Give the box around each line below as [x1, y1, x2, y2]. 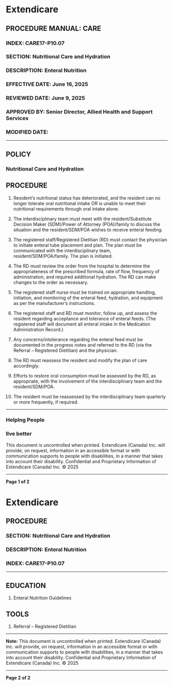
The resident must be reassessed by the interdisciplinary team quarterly [13, 393, 166, 399]
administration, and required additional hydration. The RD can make [13, 274, 156, 280]
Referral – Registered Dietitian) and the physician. [13, 347, 118, 353]
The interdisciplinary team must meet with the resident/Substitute [13, 216, 152, 222]
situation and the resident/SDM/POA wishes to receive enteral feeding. [13, 226, 163, 233]
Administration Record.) [13, 326, 64, 332]
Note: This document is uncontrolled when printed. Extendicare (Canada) [6, 638, 161, 644]
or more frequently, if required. [13, 399, 79, 405]
